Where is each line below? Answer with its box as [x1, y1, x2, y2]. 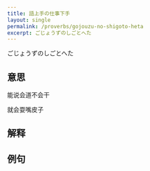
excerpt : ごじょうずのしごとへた [7, 29, 92, 37]
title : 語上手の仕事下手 [7, 10, 71, 17]
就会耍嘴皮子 [7, 105, 44, 114]
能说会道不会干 [7, 91, 50, 99]
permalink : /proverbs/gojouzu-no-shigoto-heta [7, 23, 144, 30]
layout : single [7, 17, 51, 23]
